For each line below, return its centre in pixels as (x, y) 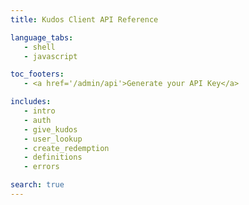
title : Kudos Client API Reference (84, 19)
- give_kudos (50, 129)
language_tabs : (42, 37)
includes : (31, 102)
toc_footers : (37, 74)
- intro (39, 111)
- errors (41, 167)
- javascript (50, 56)
